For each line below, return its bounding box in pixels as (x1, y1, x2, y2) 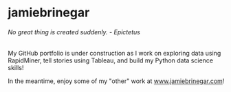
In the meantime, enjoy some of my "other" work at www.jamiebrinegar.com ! (8, 77, 225, 85)
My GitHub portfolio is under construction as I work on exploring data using (8, 49, 221, 58)
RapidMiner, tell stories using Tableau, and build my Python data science (8, 56, 214, 65)
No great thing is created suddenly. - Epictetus (8, 27, 140, 36)
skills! (8, 64, 24, 72)
